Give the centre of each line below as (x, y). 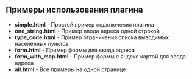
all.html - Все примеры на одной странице (70, 69)
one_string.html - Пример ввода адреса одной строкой (87, 31)
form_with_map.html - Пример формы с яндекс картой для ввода (100, 56)
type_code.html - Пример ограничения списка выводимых (91, 37)
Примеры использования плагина (74, 10)
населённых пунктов (41, 43)
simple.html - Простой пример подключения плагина (84, 24)
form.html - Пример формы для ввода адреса (75, 50)
